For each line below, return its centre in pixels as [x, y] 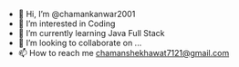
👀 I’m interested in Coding [67, 24]
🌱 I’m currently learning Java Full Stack [92, 33]
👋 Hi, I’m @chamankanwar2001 [77, 14]
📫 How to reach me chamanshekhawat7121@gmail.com [124, 53]
